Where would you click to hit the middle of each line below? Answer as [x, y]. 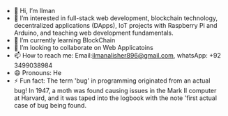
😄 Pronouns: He [37, 73]
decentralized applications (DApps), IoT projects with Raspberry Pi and [115, 25]
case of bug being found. [50, 105]
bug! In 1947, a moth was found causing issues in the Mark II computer [115, 91]
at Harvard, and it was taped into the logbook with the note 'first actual [115, 98]
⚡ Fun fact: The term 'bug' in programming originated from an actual [112, 81]
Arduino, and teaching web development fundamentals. [93, 33]
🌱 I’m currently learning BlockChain [64, 40]
